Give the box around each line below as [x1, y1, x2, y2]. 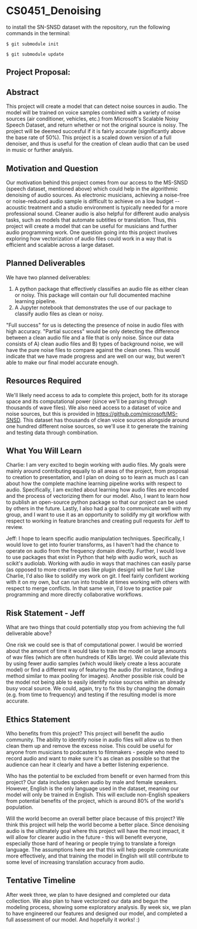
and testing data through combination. [6, 429, 98, 436]
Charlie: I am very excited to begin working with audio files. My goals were [6, 462, 186, 469]
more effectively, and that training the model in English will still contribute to [6, 852, 189, 860]
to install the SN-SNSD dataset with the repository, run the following [6, 23, 171, 30]
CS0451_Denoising [6, 4, 101, 18]
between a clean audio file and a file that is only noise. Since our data [6, 334, 174, 341]
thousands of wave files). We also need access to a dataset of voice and [6, 404, 182, 411]
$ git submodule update [6, 51, 64, 57]
